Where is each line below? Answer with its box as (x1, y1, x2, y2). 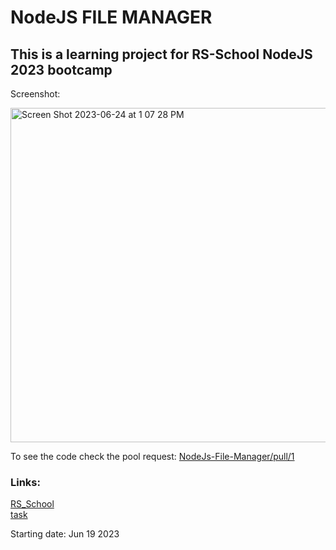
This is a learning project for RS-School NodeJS (10, 46, 313, 63)
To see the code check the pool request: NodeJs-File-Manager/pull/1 (10, 451, 295, 462)
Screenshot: (10, 88, 61, 100)
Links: (10, 475, 41, 489)
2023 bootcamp (10, 61, 113, 78)
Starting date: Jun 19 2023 (10, 528, 120, 540)
